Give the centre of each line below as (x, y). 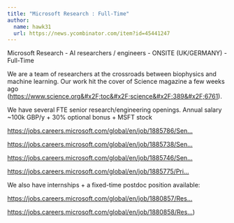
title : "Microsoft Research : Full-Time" (68, 14)
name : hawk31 (32, 27)
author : (19, 20)
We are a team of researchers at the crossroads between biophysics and (112, 74)
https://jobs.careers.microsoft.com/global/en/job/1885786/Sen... (100, 131)
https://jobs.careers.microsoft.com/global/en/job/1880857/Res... (100, 199)
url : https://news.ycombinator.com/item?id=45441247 (92, 33)
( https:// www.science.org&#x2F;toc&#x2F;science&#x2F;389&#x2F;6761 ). (115, 96)
